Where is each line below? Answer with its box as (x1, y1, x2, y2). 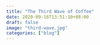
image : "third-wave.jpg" (6, 25, 68, 31)
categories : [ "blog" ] (6, 30, 60, 36)
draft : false (6, 19, 39, 25)
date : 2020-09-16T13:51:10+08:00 (6, 14, 89, 20)
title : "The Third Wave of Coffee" (6, 8, 95, 15)
